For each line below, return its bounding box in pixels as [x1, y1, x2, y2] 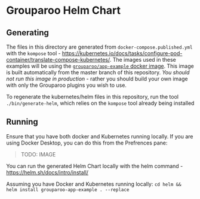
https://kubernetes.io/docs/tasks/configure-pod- [61, 50, 183, 57]
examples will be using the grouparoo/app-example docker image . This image [6, 62, 194, 70]
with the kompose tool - [6, 50, 61, 57]
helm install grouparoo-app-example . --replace [6, 186, 130, 192]
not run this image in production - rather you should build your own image [6, 76, 188, 82]
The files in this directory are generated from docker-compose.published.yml [6, 43, 193, 50]
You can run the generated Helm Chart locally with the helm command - [6, 162, 183, 170]
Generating [6, 28, 50, 38]
